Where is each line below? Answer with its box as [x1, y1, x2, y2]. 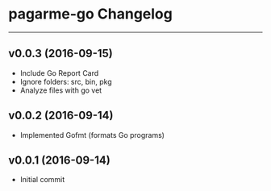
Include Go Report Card [19, 68, 99, 77]
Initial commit [19, 175, 65, 185]
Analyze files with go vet [19, 85, 102, 95]
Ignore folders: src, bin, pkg [19, 77, 112, 86]
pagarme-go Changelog [8, 5, 173, 23]
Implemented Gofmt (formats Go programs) [19, 130, 165, 139]
